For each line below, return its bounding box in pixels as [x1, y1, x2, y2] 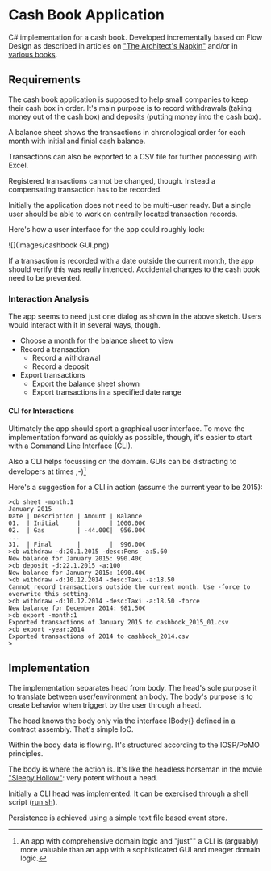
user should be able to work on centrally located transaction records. [8, 209, 238, 218]
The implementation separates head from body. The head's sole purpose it [8, 683, 257, 692]
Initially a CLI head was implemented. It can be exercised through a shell [8, 789, 248, 798]
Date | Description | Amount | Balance [8, 512, 143, 520]
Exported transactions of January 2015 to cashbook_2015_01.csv [8, 618, 229, 626]
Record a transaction [19, 345, 90, 354]
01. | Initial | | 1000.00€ [8, 519, 147, 527]
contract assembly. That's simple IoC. [8, 724, 135, 734]
